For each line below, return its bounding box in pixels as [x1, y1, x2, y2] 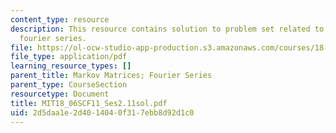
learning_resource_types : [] [10, 61, 132, 71]
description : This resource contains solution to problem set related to [10, 24, 325, 34]
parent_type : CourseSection [10, 80, 128, 90]
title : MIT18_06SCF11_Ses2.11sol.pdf [10, 98, 168, 108]
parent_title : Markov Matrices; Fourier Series [10, 71, 213, 81]
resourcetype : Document [10, 89, 110, 99]
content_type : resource [10, 14, 110, 25]
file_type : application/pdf [10, 52, 128, 62]
